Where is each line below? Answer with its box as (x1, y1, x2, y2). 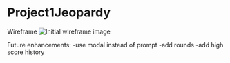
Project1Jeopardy (7, 5, 111, 21)
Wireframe (7, 27, 38, 36)
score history (7, 48, 45, 56)
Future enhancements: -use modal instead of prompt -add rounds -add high (7, 40, 224, 49)
